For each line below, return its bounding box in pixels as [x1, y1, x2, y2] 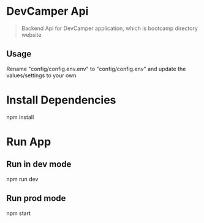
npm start [6, 210, 31, 217]
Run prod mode [6, 193, 66, 203]
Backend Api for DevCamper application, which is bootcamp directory [21, 25, 198, 32]
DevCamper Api [6, 4, 89, 18]
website [21, 31, 42, 38]
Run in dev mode [6, 159, 72, 170]
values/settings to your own [6, 72, 77, 79]
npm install [6, 113, 34, 121]
